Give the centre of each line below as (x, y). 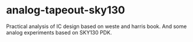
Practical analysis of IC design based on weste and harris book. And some (97, 26)
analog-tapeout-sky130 (66, 10)
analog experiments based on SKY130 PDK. (59, 32)
